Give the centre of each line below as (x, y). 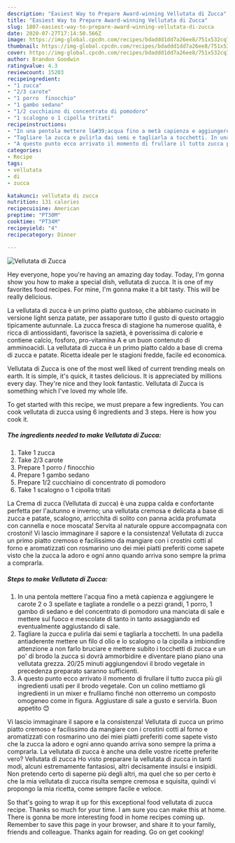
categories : (24, 151)
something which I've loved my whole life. (67, 391)
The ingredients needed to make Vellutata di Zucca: (84, 436)
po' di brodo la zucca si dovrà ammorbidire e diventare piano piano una (120, 656)
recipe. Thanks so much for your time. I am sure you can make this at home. (117, 810)
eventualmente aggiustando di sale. (69, 627)
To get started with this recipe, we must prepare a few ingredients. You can (115, 404)
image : (17, 40)
